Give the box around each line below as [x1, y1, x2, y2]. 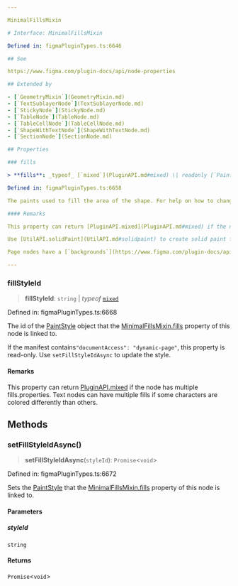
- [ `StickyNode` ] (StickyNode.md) [7, 107, 106, 114]
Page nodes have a [7, 249, 62, 256]
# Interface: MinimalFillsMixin [7, 29, 103, 36]
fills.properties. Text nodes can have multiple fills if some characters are [7, 390, 218, 398]
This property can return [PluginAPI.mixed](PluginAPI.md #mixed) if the [7, 223, 227, 230]
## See [7, 55, 27, 63]
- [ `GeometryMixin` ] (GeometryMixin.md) [7, 94, 125, 101]
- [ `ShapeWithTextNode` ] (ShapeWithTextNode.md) [7, 126, 151, 134]
